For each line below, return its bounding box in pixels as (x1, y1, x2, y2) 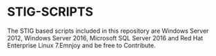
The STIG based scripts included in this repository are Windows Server (7, 27, 209, 35)
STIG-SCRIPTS (7, 4, 94, 20)
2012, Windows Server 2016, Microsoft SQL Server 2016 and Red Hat (7, 33, 204, 42)
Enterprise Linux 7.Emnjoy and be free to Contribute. (7, 41, 156, 49)
